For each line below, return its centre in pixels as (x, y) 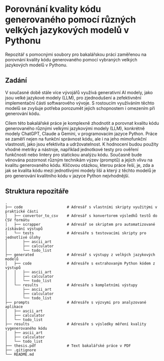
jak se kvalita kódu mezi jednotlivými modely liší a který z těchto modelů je (81, 170)
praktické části (22, 211)
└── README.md (20, 354)
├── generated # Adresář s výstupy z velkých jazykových (80, 255)
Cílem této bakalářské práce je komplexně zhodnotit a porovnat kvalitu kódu (82, 123)
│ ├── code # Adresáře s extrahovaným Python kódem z (80, 263)
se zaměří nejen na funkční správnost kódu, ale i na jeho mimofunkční (76, 139)
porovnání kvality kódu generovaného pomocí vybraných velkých (71, 59)
